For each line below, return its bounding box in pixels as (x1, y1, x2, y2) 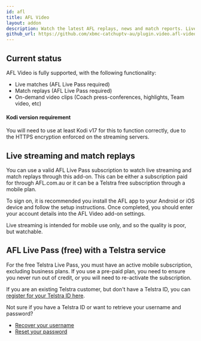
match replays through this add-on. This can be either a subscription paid (6, 173, 188, 180)
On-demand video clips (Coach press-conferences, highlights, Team (14, 93, 184, 101)
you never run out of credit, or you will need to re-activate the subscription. (6, 274, 192, 281)
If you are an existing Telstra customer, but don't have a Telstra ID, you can (6, 285, 190, 292)
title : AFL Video (6, 14, 50, 20)
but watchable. (6, 228, 43, 235)
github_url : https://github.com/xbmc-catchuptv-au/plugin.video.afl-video (6, 31, 197, 37)
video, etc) (14, 99, 42, 107)
